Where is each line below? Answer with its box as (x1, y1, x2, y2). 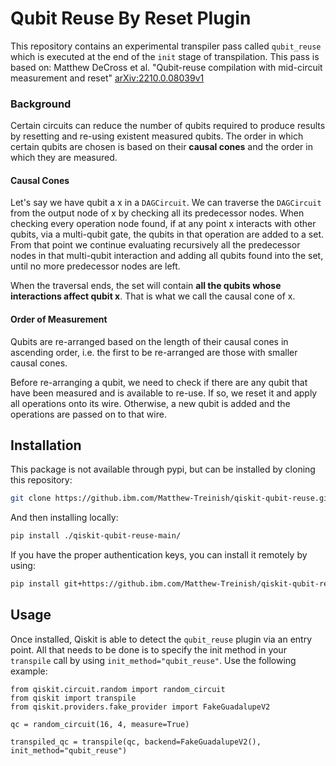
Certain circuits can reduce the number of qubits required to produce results (10, 120, 326, 132)
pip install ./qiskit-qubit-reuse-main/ (10, 531, 182, 541)
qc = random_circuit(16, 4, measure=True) (10, 719, 190, 729)
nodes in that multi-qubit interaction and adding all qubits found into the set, (10, 250, 324, 262)
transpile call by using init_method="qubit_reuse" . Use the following (10, 654, 297, 666)
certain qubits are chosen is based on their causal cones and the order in (10, 141, 313, 153)
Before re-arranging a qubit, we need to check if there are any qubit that (10, 376, 308, 388)
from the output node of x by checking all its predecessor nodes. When (10, 207, 305, 219)
